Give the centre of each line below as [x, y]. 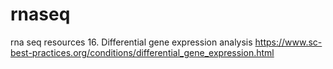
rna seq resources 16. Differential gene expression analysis [131, 42]
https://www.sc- [288, 42]
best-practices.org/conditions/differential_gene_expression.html [142, 52]
